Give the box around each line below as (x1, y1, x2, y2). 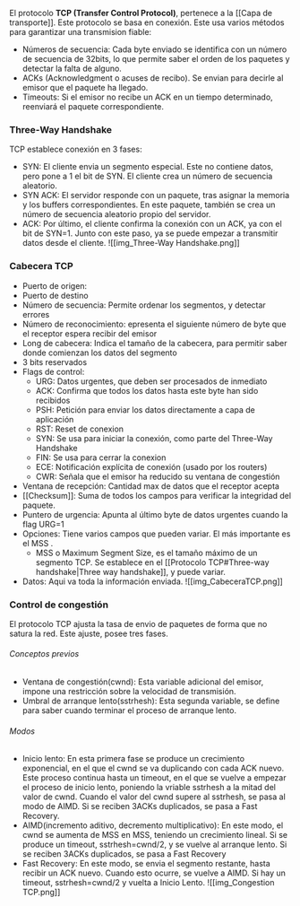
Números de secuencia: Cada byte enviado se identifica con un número (21, 44, 287, 55)
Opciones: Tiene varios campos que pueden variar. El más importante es (21, 528, 291, 539)
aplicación (35, 414, 74, 424)
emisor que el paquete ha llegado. (21, 83, 149, 92)
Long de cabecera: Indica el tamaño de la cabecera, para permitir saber (21, 337, 288, 348)
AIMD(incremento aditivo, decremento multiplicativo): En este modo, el (21, 820, 284, 831)
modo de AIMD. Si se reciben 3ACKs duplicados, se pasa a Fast (21, 801, 258, 812)
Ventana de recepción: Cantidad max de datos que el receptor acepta (21, 480, 280, 492)
